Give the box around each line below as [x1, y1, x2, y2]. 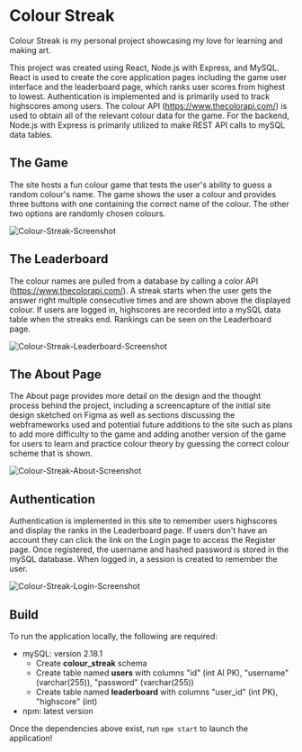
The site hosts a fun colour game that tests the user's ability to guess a [9, 179, 272, 190]
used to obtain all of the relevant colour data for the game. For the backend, [9, 110, 290, 121]
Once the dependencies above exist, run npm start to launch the [9, 723, 249, 734]
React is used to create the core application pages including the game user [9, 71, 288, 82]
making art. [9, 44, 51, 55]
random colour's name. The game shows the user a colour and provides [9, 188, 277, 199]
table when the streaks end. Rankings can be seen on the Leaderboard [9, 313, 272, 324]
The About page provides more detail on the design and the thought [9, 391, 262, 402]
